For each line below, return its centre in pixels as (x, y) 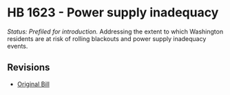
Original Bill (33, 84)
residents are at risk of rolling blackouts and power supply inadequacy (107, 38)
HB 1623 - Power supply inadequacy (113, 13)
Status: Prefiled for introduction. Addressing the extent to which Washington (115, 31)
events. (18, 46)
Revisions (29, 67)
